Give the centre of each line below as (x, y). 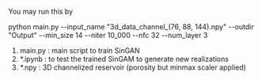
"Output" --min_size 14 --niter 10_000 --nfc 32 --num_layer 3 (108, 35)
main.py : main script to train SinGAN (80, 50)
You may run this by (41, 11)
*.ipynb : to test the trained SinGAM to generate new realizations (124, 59)
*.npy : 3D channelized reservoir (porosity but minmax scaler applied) (133, 67)
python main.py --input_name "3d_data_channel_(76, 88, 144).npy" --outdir (131, 27)
